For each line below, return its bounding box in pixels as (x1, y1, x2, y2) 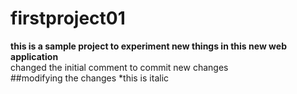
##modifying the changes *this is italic (10, 72, 170, 84)
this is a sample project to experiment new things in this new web (10, 40, 287, 52)
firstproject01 (10, 7, 126, 30)
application (10, 50, 59, 62)
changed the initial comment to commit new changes (10, 61, 229, 73)
